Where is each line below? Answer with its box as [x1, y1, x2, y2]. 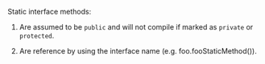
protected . [19, 31, 55, 40]
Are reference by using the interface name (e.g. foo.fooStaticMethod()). [19, 46, 257, 55]
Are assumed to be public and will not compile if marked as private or [19, 22, 254, 31]
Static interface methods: [7, 7, 92, 16]
